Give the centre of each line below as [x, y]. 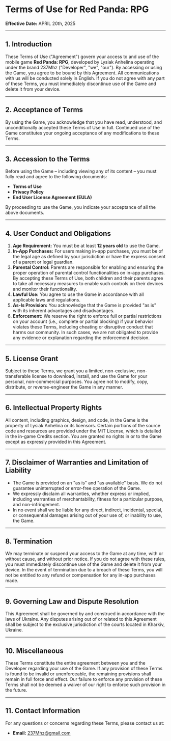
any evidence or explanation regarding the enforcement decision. [81, 338]
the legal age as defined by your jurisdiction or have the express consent [89, 257]
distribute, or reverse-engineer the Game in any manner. [64, 387]
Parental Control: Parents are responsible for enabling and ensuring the [88, 267]
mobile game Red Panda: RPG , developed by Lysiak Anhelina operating [80, 62]
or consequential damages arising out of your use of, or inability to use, [87, 515]
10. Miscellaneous [34, 651]
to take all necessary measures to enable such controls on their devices [88, 284]
